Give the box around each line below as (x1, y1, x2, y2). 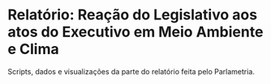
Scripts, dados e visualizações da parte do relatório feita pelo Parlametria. (7, 66, 255, 76)
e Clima (7, 40, 60, 58)
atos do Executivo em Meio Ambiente (7, 23, 264, 41)
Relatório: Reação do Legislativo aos (7, 6, 257, 24)
